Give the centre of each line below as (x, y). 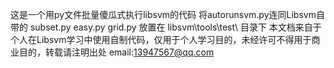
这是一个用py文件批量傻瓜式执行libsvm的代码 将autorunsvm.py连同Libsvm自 (167, 14)
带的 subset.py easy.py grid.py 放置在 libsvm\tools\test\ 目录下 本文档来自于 (166, 27)
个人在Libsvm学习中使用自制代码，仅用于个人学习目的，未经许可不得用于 (161, 39)
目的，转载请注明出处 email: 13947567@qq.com (116, 52)
